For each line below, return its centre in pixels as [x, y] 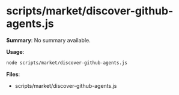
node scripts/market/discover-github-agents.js [67, 63]
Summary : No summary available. [49, 40]
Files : [13, 74]
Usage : [15, 51]
